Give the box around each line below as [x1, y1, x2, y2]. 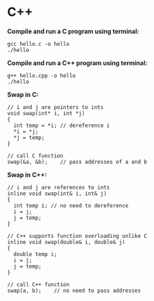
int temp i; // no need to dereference [13, 202, 129, 209]
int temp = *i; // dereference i [13, 122, 110, 129]
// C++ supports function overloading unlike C [7, 232, 148, 239]
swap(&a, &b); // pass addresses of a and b [7, 158, 148, 165]
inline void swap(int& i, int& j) [7, 190, 108, 197]
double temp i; [13, 250, 58, 257]
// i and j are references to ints [7, 184, 110, 191]
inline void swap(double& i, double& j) [7, 239, 126, 246]
